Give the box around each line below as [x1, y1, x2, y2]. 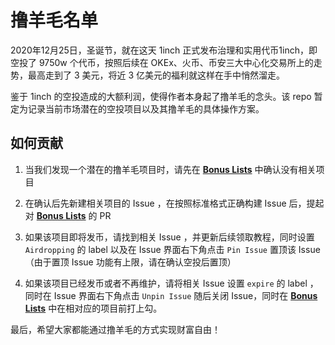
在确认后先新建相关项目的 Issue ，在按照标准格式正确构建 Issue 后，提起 [24, 197, 325, 209]
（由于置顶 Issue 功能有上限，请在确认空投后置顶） [24, 256, 237, 268]
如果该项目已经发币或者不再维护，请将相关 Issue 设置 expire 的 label [24, 277, 308, 289]
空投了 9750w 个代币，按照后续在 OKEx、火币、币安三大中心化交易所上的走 [10, 56, 323, 68]
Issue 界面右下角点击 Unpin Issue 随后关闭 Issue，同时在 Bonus [53, 289, 318, 301]
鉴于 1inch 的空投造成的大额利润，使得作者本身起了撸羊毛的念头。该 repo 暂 [10, 90, 323, 102]
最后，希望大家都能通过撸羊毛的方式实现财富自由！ [10, 323, 221, 335]
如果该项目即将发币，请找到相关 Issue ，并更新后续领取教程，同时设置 [24, 231, 315, 243]
